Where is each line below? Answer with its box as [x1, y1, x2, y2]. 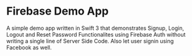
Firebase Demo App [6, 4, 109, 18]
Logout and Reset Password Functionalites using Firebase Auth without [6, 30, 186, 38]
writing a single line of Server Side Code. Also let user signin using [6, 37, 174, 44]
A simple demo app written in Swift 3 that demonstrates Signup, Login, [6, 24, 185, 32]
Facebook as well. [6, 44, 52, 51]
